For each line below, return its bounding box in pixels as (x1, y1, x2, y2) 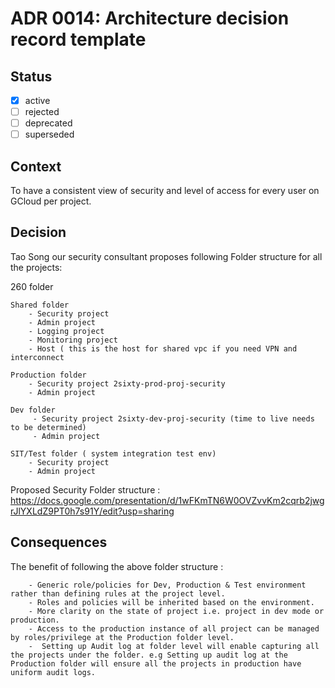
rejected (24, 106, 60, 118)
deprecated (24, 117, 73, 129)
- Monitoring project (28, 335, 118, 345)
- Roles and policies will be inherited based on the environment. (28, 597, 315, 607)
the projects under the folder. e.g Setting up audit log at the (10, 650, 288, 660)
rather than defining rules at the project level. (10, 588, 226, 599)
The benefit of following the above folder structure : (10, 560, 224, 572)
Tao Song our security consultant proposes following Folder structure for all (10, 250, 323, 262)
